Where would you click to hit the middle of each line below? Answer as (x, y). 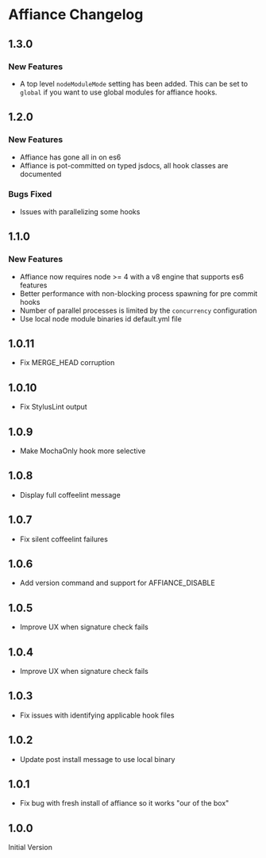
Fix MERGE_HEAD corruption (67, 363)
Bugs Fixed (30, 194)
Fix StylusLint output (53, 407)
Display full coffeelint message (70, 494)
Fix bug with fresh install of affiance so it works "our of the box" (124, 803)
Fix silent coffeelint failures (64, 539)
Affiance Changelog (76, 15)
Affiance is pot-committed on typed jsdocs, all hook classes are (124, 165)
